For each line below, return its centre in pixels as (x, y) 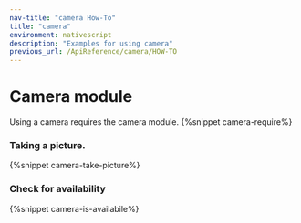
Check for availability (58, 189)
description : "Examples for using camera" (91, 43)
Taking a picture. (47, 145)
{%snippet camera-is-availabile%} (74, 208)
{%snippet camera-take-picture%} (75, 166)
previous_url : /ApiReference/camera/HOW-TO (93, 52)
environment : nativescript (61, 35)
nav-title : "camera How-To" (63, 18)
